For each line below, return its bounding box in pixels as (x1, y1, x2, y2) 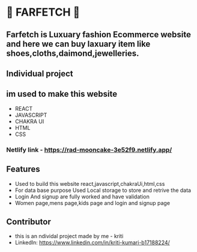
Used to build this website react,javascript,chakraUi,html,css (14, 180, 165, 187)
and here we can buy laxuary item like (6, 38, 151, 49)
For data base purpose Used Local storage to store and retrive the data (14, 186, 191, 194)
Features (6, 164, 40, 174)
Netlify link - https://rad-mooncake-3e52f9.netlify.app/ (6, 146, 172, 154)
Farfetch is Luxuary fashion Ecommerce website (6, 29, 191, 40)
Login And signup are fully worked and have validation (14, 192, 150, 200)
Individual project (6, 69, 73, 79)
